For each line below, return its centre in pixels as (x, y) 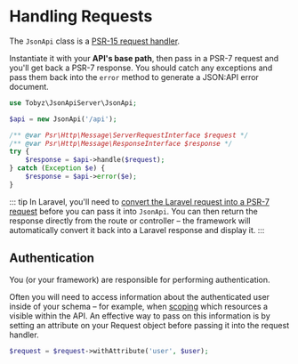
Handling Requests (81, 16)
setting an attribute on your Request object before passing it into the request (149, 325)
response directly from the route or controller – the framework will (130, 221)
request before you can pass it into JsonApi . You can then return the (133, 211)
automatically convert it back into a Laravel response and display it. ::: (137, 230)
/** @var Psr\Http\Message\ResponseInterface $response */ (121, 143)
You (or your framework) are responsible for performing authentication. (140, 279)
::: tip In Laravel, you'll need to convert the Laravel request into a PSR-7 (139, 201)
